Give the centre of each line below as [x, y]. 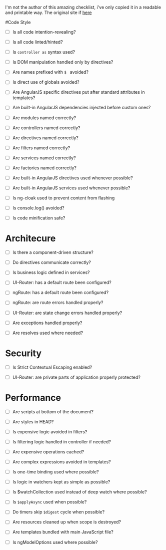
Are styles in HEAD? [33, 422]
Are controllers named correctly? [46, 128]
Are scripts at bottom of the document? [53, 411]
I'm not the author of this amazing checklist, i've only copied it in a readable [83, 7]
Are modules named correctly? [44, 118]
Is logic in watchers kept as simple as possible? [61, 482]
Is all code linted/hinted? [38, 42]
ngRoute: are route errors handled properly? [58, 303]
